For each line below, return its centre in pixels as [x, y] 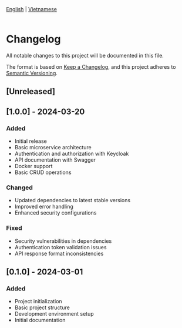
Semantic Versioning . [32, 73]
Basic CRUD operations [43, 172]
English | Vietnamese [32, 9]
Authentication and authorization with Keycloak [72, 154]
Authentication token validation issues [60, 247]
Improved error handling [44, 207]
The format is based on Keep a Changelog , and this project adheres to [91, 66]
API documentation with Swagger [55, 160]
